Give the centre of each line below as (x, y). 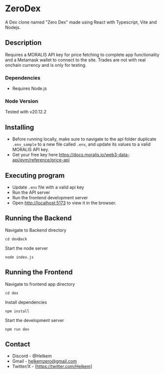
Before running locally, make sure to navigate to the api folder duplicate (84, 139)
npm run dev (17, 329)
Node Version (22, 101)
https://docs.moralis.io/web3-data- (94, 155)
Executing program (35, 175)
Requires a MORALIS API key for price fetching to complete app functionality (82, 54)
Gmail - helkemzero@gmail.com (44, 361)
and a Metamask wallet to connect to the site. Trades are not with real (75, 60)
